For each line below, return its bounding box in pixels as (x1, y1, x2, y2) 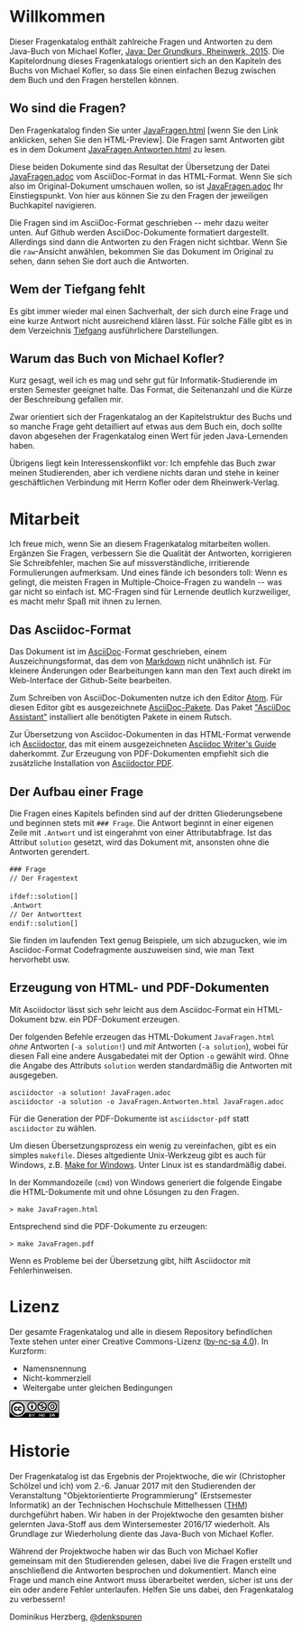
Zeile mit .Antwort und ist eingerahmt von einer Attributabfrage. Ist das (9, 827, 272, 838)
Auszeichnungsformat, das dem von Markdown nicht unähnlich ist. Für (9, 656, 272, 667)
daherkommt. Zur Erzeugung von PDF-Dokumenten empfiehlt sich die (9, 748, 269, 759)
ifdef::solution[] (9, 892, 78, 901)
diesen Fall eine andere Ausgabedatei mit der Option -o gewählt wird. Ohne (9, 1050, 289, 1061)
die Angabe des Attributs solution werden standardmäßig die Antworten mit (9, 1060, 293, 1070)
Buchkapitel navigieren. (9, 199, 96, 210)
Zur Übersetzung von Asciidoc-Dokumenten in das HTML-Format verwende (9, 729, 291, 740)
